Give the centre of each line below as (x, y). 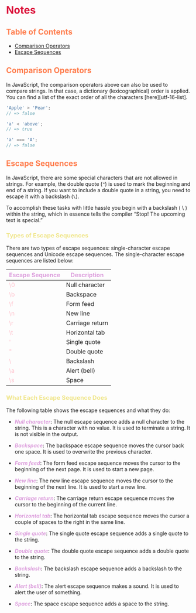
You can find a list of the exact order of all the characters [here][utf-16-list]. (97, 97)
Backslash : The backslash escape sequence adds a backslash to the (98, 568)
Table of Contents (39, 32)
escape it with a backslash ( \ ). (43, 196)
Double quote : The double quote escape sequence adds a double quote (102, 551)
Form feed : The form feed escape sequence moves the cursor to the (97, 463)
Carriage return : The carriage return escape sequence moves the (94, 498)
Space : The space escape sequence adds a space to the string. (92, 604)
